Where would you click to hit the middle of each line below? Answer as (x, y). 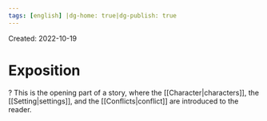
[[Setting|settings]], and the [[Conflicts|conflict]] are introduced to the (124, 101)
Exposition (44, 70)
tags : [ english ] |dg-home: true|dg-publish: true (93, 16)
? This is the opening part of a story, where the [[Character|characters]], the (134, 92)
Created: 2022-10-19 (43, 38)
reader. (20, 109)
